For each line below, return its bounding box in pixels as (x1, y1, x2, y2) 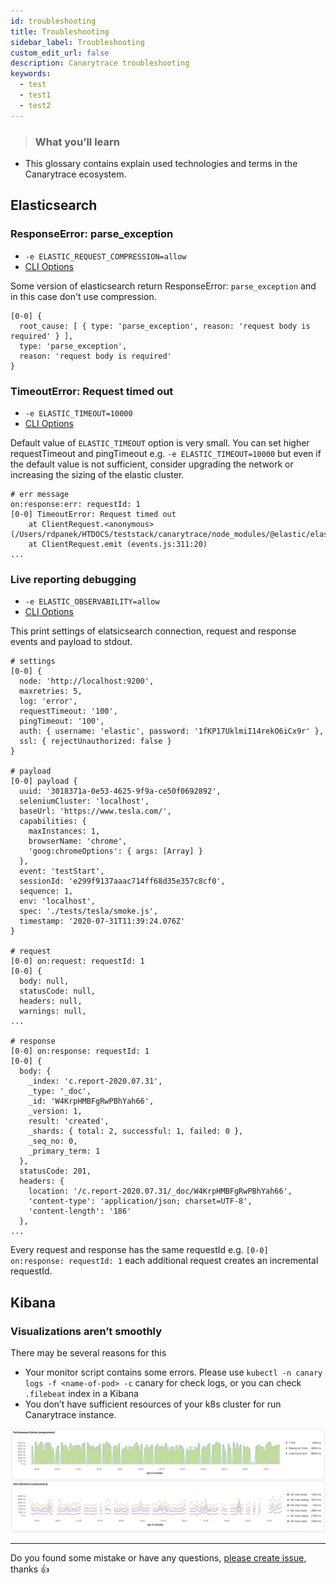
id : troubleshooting (10, 16, 97, 26)
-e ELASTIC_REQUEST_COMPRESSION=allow (24, 251, 187, 262)
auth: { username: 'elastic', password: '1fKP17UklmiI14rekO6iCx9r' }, (19, 726, 325, 737)
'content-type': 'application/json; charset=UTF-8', (28, 1196, 253, 1207)
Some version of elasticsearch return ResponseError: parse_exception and (10, 280, 317, 292)
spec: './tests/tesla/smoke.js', (19, 906, 159, 917)
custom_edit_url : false (10, 48, 110, 58)
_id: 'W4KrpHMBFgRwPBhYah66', (28, 1096, 155, 1107)
